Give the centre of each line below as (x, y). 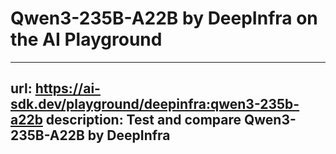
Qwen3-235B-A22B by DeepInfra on (164, 18)
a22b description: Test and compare (126, 120)
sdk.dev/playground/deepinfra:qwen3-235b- (155, 104)
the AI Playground (86, 39)
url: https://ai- (55, 88)
